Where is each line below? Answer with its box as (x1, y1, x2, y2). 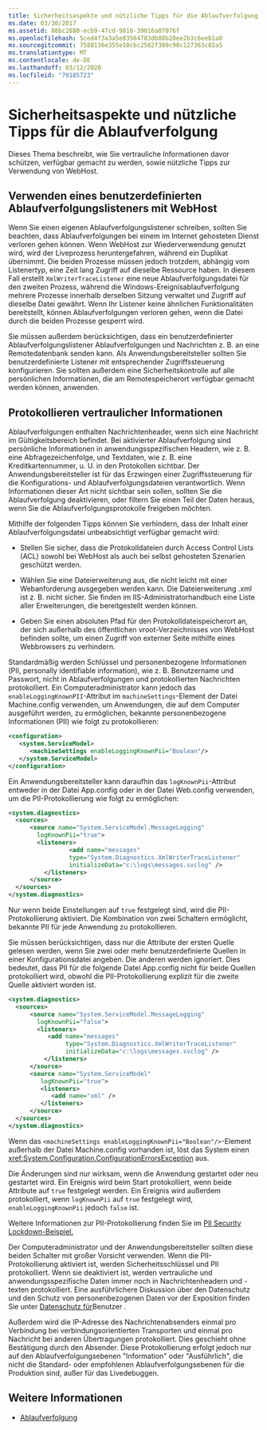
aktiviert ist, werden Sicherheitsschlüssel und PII (59, 1259, 219, 1269)
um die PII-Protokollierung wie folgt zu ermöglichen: (8, 793, 179, 803)
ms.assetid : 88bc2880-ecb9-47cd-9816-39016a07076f (8, 26, 180, 34)
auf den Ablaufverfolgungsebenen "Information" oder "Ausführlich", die (8, 1351, 243, 1360)
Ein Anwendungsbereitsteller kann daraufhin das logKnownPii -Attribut (8, 776, 237, 786)
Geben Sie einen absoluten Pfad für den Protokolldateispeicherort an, (19, 616, 249, 626)
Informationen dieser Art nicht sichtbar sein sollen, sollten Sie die (8, 487, 222, 496)
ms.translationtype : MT (8, 49, 88, 57)
